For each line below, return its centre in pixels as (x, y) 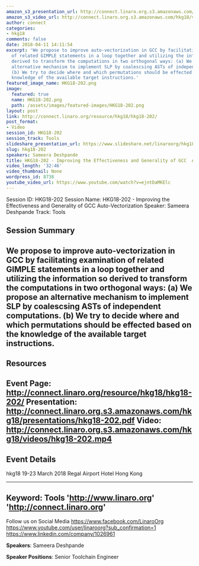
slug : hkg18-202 (26, 149)
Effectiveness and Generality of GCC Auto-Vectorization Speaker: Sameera (98, 206)
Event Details (31, 459)
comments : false (26, 39)
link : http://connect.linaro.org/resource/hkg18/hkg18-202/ (82, 116)
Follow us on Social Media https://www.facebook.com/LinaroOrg (85, 521)
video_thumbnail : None (34, 172)
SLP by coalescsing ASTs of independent (84, 306)
